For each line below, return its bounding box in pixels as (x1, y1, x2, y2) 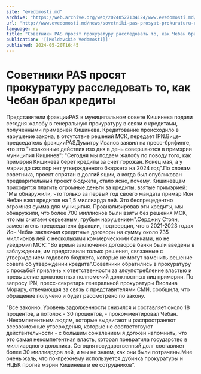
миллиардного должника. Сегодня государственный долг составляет (6, 342, 185, 349)
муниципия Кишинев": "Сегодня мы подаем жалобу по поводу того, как (6, 151, 191, 159)
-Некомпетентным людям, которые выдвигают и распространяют (6, 316, 176, 324)
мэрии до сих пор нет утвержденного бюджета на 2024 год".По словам (6, 164, 191, 172)
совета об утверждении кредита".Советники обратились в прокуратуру (6, 260, 191, 267)
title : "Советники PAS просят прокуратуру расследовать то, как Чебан (6, 31, 186, 37)
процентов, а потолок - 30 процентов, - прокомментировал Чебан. (6, 310, 178, 317)
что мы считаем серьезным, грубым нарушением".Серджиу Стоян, (6, 216, 179, 223)
